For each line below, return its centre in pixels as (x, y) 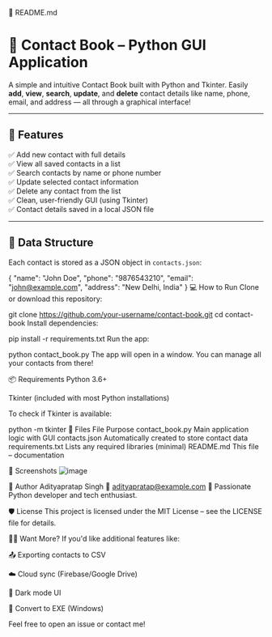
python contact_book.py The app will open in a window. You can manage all (135, 354)
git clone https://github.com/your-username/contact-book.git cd (116, 314)
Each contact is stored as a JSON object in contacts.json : (105, 262)
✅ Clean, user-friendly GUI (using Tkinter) (78, 200)
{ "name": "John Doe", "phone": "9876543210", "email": (101, 278)
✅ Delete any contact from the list (65, 191)
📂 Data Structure (51, 243)
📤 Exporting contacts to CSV (57, 554)
